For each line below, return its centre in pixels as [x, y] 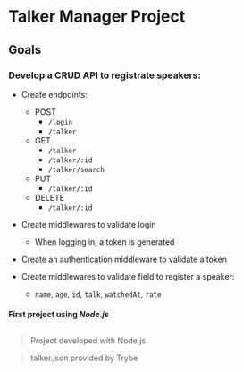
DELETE [49, 197]
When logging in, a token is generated [105, 242]
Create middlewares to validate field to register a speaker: [128, 276]
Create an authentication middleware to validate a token [124, 259]
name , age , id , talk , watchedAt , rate [98, 294]
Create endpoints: [54, 94]
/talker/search [76, 169]
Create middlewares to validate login [88, 224]
